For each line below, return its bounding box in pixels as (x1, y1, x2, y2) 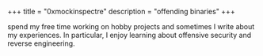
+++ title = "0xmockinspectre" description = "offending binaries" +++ (7, 7, 235, 16)
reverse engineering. (7, 39, 76, 48)
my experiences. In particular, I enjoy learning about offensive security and (7, 31, 252, 39)
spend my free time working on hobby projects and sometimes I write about (7, 22, 255, 31)
